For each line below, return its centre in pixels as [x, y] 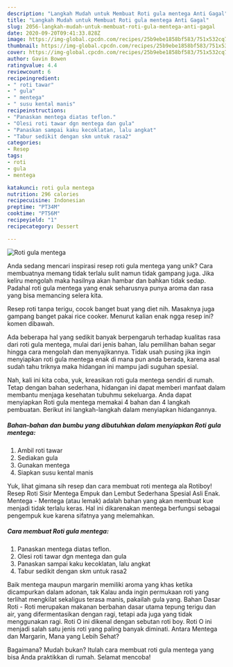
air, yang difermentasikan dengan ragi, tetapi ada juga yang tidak [100, 614]
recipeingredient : [34, 78]
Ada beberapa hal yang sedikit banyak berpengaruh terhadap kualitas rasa [114, 337]
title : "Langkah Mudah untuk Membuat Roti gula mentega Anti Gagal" [108, 20]
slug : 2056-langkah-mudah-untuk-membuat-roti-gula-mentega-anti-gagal [111, 26]
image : [17, 40]
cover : [17, 53]
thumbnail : [23, 46]
